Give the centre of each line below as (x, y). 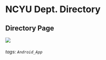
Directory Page (30, 28)
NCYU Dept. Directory (53, 9)
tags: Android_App (24, 51)
